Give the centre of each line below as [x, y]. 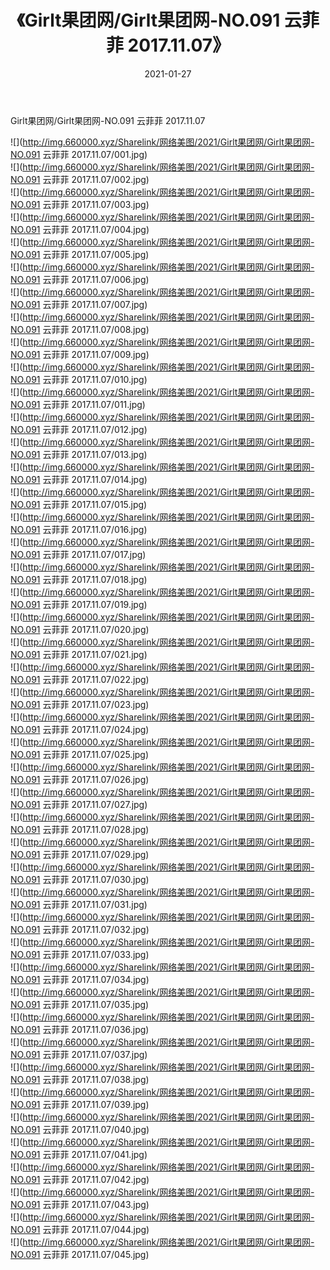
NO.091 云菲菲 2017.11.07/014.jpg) [79, 479]
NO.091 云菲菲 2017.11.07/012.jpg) [79, 429]
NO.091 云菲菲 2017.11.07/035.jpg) [80, 1004]
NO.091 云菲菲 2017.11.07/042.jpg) [80, 1179]
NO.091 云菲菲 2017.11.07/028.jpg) [80, 829]
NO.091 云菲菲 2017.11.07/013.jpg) [79, 454]
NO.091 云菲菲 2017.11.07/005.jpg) [80, 254]
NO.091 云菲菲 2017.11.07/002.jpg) [80, 179]
